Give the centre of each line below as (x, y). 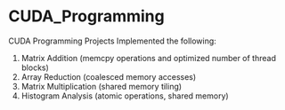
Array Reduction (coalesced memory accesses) (109, 76)
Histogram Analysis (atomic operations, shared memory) (125, 96)
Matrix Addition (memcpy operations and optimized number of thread (149, 58)
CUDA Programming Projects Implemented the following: (113, 41)
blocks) (35, 67)
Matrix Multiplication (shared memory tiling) (102, 86)
